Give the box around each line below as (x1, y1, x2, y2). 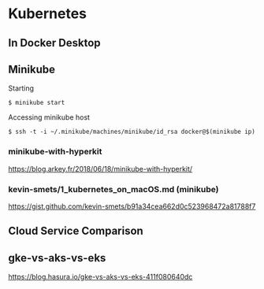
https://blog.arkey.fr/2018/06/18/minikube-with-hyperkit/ (8, 164, 193, 173)
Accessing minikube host (8, 113, 91, 122)
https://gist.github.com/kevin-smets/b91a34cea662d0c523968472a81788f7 (8, 202, 256, 211)
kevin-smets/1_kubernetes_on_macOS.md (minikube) (8, 183, 219, 195)
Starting (8, 83, 34, 93)
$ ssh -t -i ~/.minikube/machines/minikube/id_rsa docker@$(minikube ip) (8, 128, 256, 136)
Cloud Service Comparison (8, 224, 143, 238)
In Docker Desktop (8, 36, 101, 50)
